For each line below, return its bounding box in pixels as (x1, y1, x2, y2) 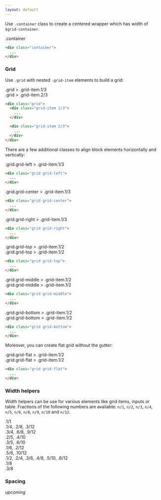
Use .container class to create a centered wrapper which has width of (5, 21, 149, 27)
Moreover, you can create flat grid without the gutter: (5, 343, 113, 348)
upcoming (5, 489, 26, 495)
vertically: (5, 152, 25, 157)
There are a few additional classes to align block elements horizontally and (5, 146, 157, 153)
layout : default (5, 7, 38, 12)
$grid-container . (5, 26, 40, 32)
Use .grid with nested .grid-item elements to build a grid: (5, 77, 124, 83)
